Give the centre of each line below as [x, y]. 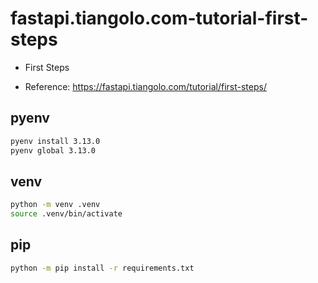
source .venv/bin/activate [66, 214]
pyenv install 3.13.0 [55, 141]
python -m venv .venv [55, 205]
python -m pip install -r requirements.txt [102, 268]
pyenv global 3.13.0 [53, 150]
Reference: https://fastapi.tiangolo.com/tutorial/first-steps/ [145, 86]
